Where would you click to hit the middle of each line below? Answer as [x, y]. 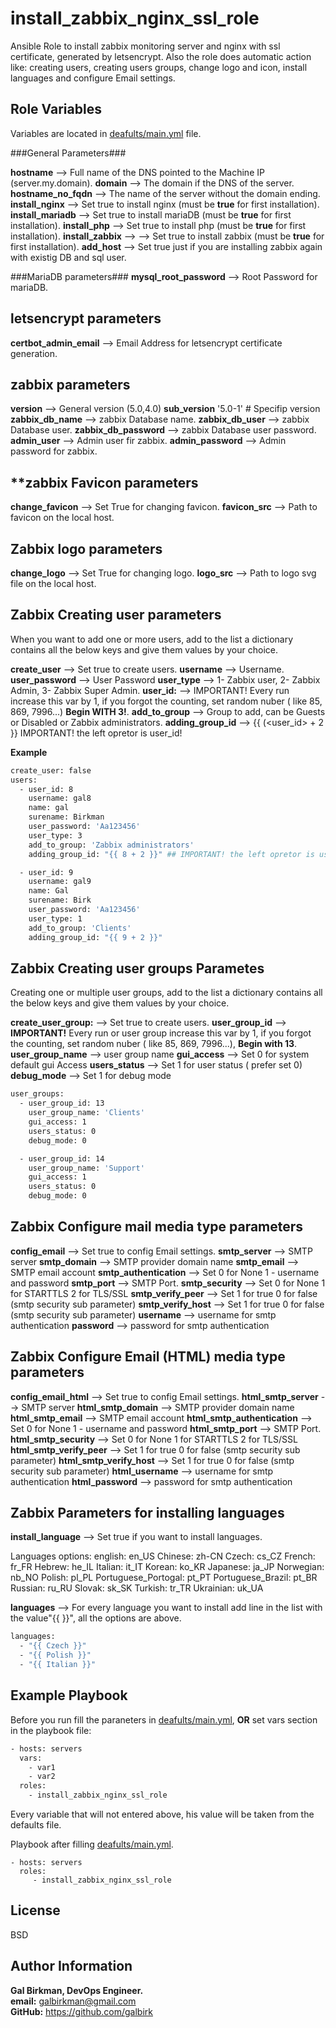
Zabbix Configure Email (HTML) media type [148, 1357]
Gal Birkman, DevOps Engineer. [77, 1990]
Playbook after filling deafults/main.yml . [92, 1844]
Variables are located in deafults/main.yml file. [106, 133]
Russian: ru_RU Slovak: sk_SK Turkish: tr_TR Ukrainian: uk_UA [137, 1588]
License [35, 1910]
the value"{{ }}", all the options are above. [96, 1618]
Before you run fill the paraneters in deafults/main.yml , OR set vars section [164, 1719]
